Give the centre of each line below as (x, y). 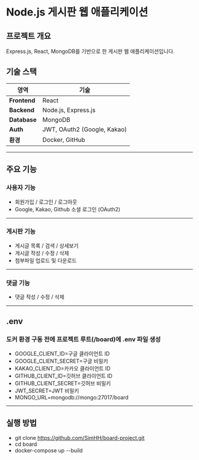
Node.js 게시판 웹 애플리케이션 (77, 12)
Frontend (22, 100)
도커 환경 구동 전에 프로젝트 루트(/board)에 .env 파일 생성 (84, 340)
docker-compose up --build (49, 450)
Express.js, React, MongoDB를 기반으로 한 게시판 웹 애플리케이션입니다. (90, 51)
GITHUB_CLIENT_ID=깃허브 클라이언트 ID (63, 376)
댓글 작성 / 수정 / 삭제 (39, 297)
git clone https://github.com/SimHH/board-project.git (80, 437)
